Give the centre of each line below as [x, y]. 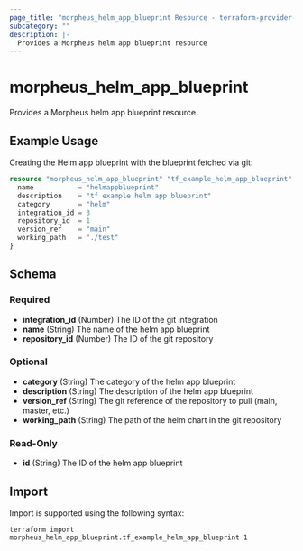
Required [30, 300]
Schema [33, 275]
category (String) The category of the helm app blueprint [129, 381]
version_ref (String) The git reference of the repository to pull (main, [150, 400]
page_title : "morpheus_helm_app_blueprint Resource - [113, 18]
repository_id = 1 [54, 221]
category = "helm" [64, 204]
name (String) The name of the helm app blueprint [116, 329]
